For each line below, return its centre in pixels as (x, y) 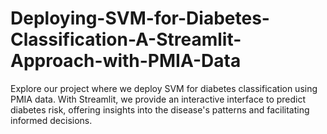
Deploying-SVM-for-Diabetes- (140, 18)
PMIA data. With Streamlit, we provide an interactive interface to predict (158, 99)
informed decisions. (51, 120)
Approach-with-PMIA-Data (126, 61)
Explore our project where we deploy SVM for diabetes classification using (164, 88)
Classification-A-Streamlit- (126, 39)
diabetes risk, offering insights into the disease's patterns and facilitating (160, 109)
